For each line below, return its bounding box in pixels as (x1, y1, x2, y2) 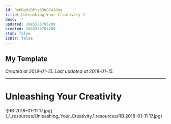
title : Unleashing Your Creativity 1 (5, 12, 85, 17)
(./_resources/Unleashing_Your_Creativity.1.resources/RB (5, 113, 125, 119)
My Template (5, 54, 48, 64)
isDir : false (5, 36, 33, 41)
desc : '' (5, 17, 24, 22)
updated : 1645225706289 (5, 21, 56, 27)
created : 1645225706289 (5, 26, 56, 32)
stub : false (5, 31, 31, 36)
